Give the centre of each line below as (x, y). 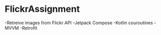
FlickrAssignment (42, 9)
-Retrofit (29, 28)
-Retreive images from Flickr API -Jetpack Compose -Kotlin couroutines (79, 23)
